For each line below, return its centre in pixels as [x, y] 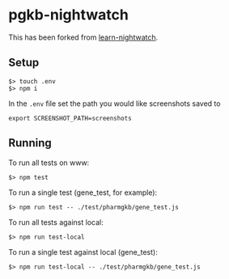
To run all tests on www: [49, 163]
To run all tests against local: [56, 222]
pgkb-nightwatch [69, 15]
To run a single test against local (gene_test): [83, 252]
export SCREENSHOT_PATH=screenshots [70, 118]
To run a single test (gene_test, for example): [83, 192]
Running [30, 143]
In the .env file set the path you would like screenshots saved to [114, 104]
